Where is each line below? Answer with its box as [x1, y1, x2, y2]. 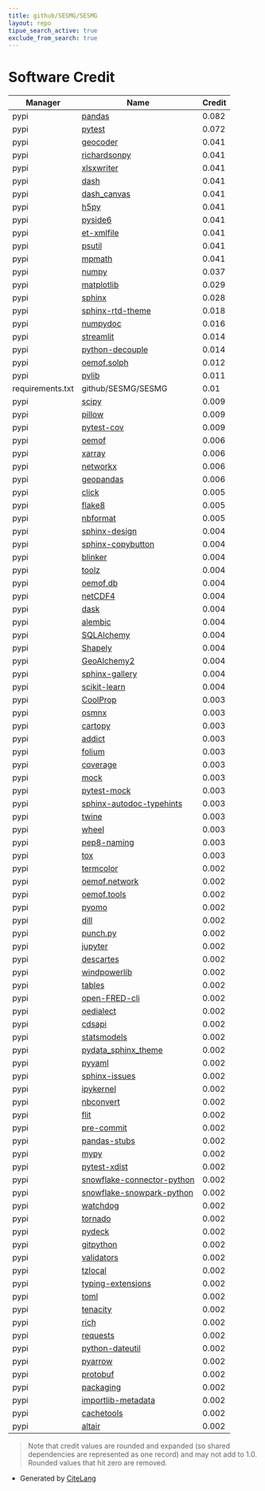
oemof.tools [81, 889, 127, 900]
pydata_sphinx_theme [81, 1045, 163, 1056]
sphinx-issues [81, 1070, 136, 1082]
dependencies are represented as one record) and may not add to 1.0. [27, 1449, 257, 1459]
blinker [81, 552, 107, 563]
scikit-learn [81, 682, 126, 693]
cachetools [81, 1408, 123, 1419]
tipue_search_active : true [8, 26, 98, 34]
